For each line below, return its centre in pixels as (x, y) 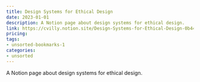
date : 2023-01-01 (28, 17)
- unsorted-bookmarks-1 (36, 45)
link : (13, 28)
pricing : (17, 34)
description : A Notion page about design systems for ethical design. (96, 23)
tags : (13, 39)
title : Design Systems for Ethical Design (60, 12)
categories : (21, 51)
